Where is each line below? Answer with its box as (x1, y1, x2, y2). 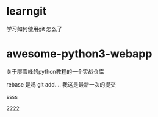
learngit (6, 4, 47, 18)
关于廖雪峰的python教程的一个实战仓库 (6, 68, 104, 75)
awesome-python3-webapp (6, 47, 153, 61)
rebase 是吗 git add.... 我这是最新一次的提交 (6, 80, 116, 88)
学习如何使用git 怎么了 (6, 25, 63, 32)
